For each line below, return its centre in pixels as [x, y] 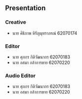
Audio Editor [20, 75]
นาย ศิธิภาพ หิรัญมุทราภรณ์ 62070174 [45, 33]
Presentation [25, 8]
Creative [16, 22]
